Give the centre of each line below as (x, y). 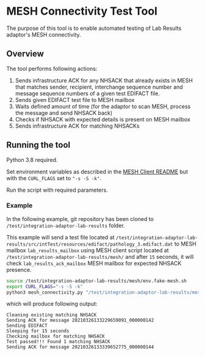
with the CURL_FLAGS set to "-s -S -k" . (54, 178)
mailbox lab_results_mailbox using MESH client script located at (88, 250)
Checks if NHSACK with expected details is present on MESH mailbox (103, 119)
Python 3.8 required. (32, 159)
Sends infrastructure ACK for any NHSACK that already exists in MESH (104, 80)
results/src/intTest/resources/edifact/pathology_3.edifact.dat (90, 244)
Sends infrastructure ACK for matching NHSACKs (77, 126)
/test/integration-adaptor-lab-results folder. (66, 225)
